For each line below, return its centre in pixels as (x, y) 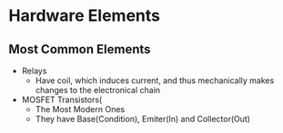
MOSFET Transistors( (62, 100)
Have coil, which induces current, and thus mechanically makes (155, 81)
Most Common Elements (80, 49)
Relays (34, 71)
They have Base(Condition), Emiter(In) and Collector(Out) (143, 119)
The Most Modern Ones (80, 109)
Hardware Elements (85, 16)
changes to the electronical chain (98, 90)
